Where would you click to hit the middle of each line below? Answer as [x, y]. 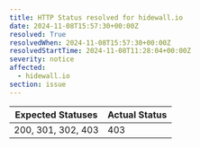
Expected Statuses [56, 115]
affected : [28, 68]
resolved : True [38, 34]
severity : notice [42, 59]
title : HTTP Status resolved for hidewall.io [96, 17]
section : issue [38, 84]
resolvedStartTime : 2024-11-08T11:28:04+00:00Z [100, 51]
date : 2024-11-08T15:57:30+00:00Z [74, 26]
